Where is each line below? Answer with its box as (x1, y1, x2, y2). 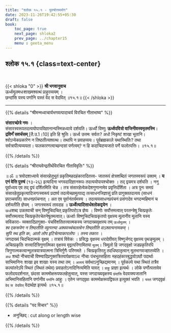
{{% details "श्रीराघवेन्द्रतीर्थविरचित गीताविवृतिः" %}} (5, 163, 94, 169)
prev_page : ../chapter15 (14, 36, 67, 41)
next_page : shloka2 (14, 31, 56, 36)
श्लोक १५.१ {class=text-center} (5, 60, 101, 68)
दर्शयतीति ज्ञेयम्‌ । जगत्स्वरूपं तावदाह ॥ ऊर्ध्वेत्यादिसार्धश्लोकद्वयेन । (5, 201, 112, 208)
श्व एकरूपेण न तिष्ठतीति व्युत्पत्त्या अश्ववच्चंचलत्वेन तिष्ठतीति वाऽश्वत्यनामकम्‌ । (5, 224, 130, 230)
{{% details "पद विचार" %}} (5, 302, 59, 308)
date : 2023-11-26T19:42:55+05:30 (5, 12, 76, 17)
